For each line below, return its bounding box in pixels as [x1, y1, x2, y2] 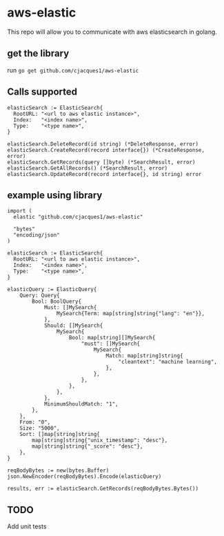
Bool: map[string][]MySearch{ [68, 335, 156, 341]
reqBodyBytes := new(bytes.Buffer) [7, 467, 110, 474]
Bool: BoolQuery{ [32, 298, 81, 305]
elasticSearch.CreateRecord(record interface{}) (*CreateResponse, [7, 146, 205, 153]
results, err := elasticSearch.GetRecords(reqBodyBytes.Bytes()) [7, 485, 198, 493]
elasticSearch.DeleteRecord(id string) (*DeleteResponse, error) [7, 140, 198, 148]
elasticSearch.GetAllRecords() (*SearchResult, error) [7, 164, 168, 172]
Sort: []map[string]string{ [19, 431, 100, 438]
